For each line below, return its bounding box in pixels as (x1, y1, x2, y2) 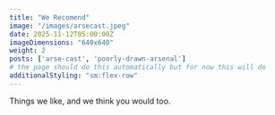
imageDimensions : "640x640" (9, 37, 115, 47)
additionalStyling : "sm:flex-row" (9, 71, 139, 80)
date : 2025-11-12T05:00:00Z (9, 29, 115, 38)
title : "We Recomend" (9, 12, 90, 22)
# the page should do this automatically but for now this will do (9, 63, 267, 72)
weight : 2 (9, 46, 47, 55)
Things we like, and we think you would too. (9, 95, 171, 106)
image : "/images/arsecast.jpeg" (9, 21, 130, 30)
